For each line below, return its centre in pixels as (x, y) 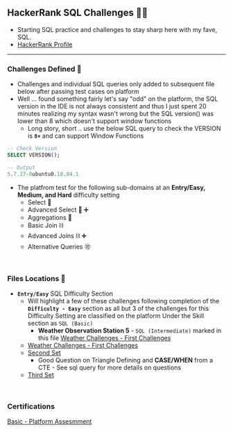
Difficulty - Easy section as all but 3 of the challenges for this (118, 308)
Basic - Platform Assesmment (50, 422)
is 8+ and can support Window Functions (86, 136)
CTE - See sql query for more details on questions (110, 367)
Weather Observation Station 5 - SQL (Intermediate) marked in (130, 330)
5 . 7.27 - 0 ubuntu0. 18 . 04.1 (43, 174)
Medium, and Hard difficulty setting (68, 195)
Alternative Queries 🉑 (59, 246)
